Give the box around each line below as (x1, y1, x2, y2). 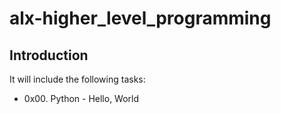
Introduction (9, 47, 89, 64)
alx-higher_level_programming (9, 7, 272, 30)
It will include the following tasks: (9, 73, 146, 85)
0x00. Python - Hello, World (23, 93, 140, 104)
